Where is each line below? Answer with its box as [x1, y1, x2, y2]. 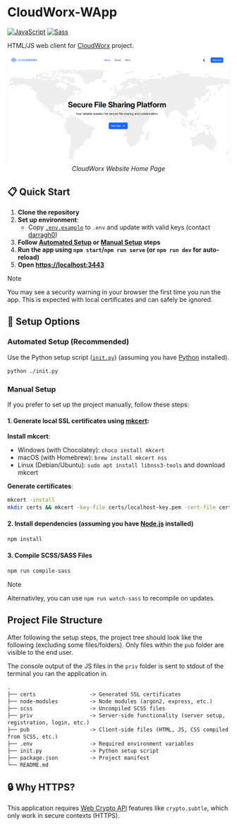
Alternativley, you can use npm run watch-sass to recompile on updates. [7, 594, 215, 603]
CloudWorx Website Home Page [71, 164, 166, 173]
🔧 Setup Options [7, 315, 80, 328]
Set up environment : [17, 216, 79, 224]
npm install [7, 536, 42, 543]
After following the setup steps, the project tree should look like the [7, 633, 202, 641]
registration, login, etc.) [7, 719, 90, 726]
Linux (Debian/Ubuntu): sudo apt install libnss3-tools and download [17, 461, 226, 469]
